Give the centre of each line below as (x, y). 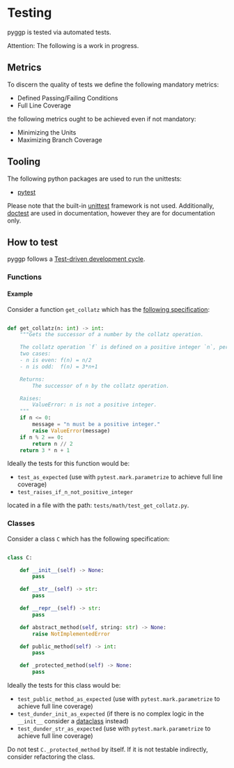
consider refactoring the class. (51, 757)
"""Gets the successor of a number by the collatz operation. (112, 335)
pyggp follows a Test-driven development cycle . (76, 259)
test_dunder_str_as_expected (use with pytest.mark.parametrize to (114, 729)
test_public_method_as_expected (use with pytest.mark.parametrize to (119, 699)
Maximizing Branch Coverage (60, 140)
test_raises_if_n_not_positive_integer (75, 492)
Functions (24, 277)
